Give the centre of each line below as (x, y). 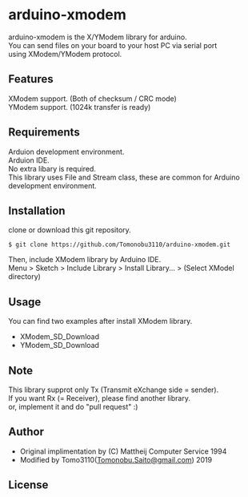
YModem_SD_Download (60, 345)
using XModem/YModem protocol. (65, 54)
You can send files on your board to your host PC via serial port (113, 45)
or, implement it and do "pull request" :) (73, 407)
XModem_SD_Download (60, 337)
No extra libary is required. (52, 168)
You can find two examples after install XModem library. (100, 321)
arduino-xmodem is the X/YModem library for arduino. (98, 37)
